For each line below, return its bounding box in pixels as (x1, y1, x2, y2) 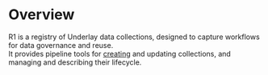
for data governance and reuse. (8, 40, 114, 49)
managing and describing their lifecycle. (8, 57, 142, 67)
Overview (8, 6, 75, 24)
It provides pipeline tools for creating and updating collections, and (8, 49, 232, 58)
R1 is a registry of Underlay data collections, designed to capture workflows (8, 32, 260, 41)
